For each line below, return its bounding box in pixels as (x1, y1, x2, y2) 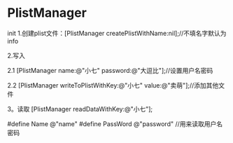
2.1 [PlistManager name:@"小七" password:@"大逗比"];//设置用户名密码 (7, 66, 213, 74)
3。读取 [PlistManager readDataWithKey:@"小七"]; (7, 104, 153, 113)
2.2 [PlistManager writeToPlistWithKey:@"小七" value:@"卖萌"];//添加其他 (7, 81, 219, 89)
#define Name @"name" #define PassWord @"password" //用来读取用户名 (7, 119, 223, 128)
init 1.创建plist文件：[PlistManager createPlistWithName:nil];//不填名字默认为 (7, 29, 227, 37)
